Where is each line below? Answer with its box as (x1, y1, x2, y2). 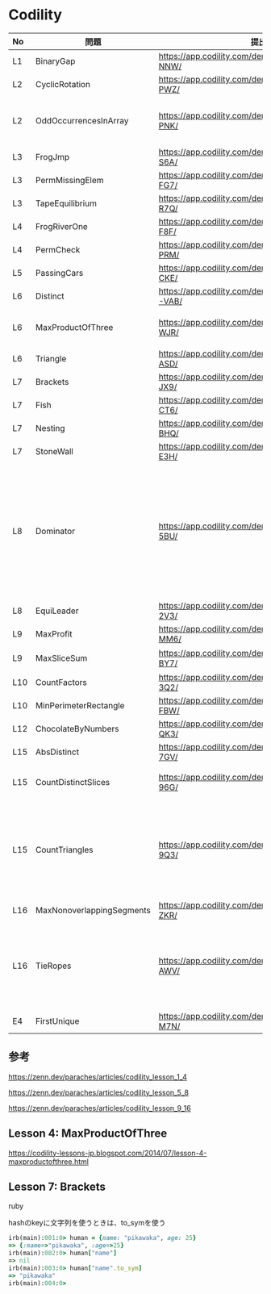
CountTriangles (35, 844, 94, 855)
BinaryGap (35, 55, 76, 66)
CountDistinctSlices (35, 776, 110, 787)
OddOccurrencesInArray (35, 115, 129, 126)
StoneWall (35, 445, 74, 457)
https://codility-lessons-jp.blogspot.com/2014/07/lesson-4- (8, 1148, 207, 1158)
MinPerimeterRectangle (35, 699, 125, 711)
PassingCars (35, 267, 84, 278)
